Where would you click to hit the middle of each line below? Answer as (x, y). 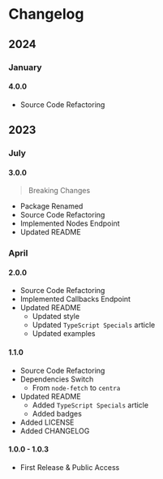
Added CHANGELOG (55, 430)
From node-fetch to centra (76, 387)
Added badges (57, 413)
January (25, 67)
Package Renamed (51, 206)
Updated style (56, 317)
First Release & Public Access (70, 467)
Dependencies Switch (57, 379)
